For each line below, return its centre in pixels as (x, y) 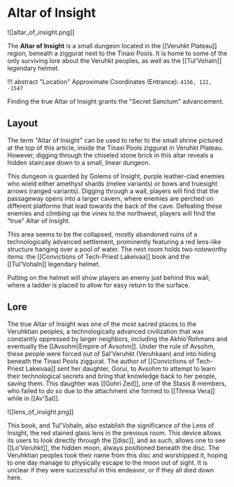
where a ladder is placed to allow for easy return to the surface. (99, 285)
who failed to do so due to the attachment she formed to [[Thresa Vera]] (111, 390)
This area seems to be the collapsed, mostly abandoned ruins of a (102, 234)
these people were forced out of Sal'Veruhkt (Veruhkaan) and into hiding (112, 353)
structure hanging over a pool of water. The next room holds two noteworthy (117, 249)
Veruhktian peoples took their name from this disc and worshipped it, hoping (117, 455)
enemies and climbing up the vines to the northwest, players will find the (111, 213)
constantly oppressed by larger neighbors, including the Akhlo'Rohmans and (117, 339)
